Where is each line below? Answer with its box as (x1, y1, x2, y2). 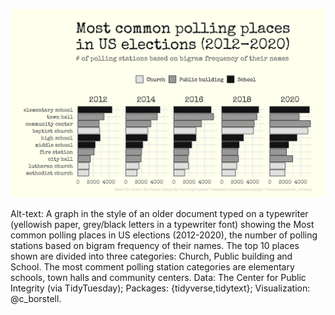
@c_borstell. (10, 293, 62, 305)
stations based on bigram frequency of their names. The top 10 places (10, 240, 300, 252)
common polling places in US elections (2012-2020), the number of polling (10, 229, 318, 241)
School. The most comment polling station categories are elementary (10, 261, 295, 273)
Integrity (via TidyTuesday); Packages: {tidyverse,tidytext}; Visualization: (10, 282, 311, 294)
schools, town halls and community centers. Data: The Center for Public (10, 272, 307, 284)
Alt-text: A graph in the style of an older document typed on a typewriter (10, 208, 309, 220)
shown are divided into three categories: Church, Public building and (10, 250, 293, 263)
